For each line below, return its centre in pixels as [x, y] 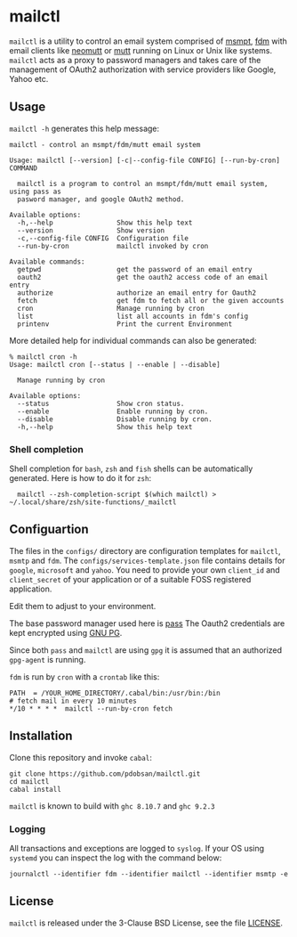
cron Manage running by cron [111, 308]
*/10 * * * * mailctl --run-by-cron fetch [91, 709]
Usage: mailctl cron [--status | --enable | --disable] [115, 364]
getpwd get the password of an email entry [135, 269]
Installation [41, 736]
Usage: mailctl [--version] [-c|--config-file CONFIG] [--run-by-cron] [144, 160]
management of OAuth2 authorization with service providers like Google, [143, 69]
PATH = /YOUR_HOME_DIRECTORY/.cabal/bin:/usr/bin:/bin [115, 693]
